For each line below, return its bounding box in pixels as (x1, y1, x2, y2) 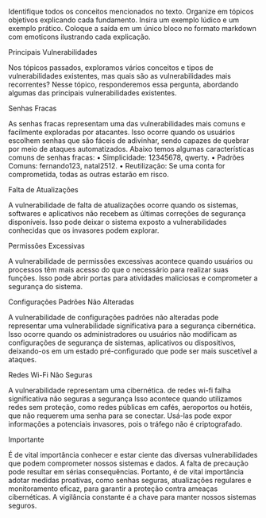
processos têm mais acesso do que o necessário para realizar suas (8, 265, 229, 274)
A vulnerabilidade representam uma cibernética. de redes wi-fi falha (8, 385, 232, 395)
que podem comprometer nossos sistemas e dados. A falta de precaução (8, 458, 249, 468)
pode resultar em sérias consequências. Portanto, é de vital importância (8, 467, 245, 476)
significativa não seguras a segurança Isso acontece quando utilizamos (8, 394, 242, 404)
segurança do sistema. (8, 282, 83, 291)
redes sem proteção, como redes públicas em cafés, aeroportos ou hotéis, (8, 403, 253, 412)
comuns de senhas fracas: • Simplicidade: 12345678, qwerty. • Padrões (8, 153, 245, 162)
